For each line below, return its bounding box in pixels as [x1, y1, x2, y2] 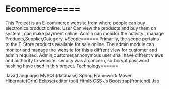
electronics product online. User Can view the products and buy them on [5, 25, 156, 31]
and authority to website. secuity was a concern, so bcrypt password [5, 57, 149, 63]
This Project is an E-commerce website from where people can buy [5, 20, 145, 26]
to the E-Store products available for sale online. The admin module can [5, 41, 155, 47]
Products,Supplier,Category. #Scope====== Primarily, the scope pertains [5, 36, 159, 42]
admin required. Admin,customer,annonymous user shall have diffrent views [5, 52, 163, 58]
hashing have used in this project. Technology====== [5, 63, 119, 69]
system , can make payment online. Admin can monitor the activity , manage [5, 30, 164, 36]
